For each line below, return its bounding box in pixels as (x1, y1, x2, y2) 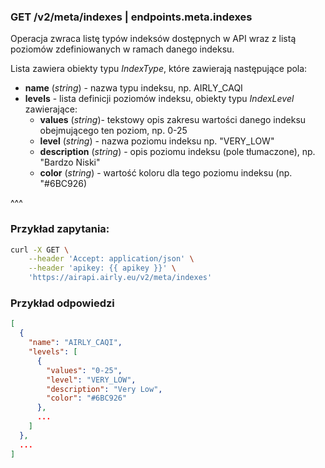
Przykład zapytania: (10, 222, 110, 236)
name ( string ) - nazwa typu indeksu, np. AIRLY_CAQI (24, 82, 243, 94)
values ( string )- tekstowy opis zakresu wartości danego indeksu (39, 114, 307, 126)
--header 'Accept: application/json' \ (28, 254, 195, 264)
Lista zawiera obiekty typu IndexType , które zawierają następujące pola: (10, 63, 308, 75)
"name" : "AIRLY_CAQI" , (28, 338, 123, 348)
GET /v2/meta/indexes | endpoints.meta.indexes (10, 10, 253, 24)
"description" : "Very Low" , (46, 384, 163, 394)
